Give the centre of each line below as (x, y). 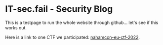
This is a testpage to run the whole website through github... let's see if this (82, 22)
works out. (16, 27)
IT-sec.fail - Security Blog (59, 9)
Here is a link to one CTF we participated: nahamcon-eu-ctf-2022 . (72, 37)
